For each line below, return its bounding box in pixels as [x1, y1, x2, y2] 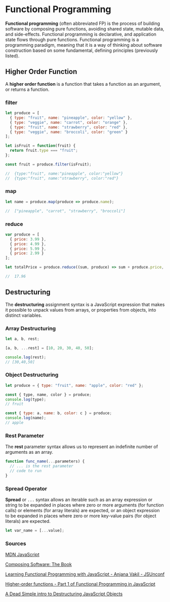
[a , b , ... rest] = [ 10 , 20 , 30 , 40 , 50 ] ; [5, 345, 94, 351]
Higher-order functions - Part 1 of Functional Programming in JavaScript [5, 581, 156, 587]
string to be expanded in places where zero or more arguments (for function [5, 502, 164, 508]
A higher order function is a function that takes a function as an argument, [5, 81, 161, 87]
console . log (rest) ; [5, 354, 47, 360]
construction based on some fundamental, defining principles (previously [5, 47, 158, 53]
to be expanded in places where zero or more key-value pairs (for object [5, 513, 157, 519]
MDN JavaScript [5, 552, 39, 558]
